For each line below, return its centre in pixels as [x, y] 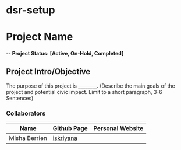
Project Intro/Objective [48, 71]
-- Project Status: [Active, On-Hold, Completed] [65, 53]
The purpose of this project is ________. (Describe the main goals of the [91, 86]
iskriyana [65, 138]
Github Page [70, 128]
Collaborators [26, 113]
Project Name [40, 37]
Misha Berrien [28, 138]
